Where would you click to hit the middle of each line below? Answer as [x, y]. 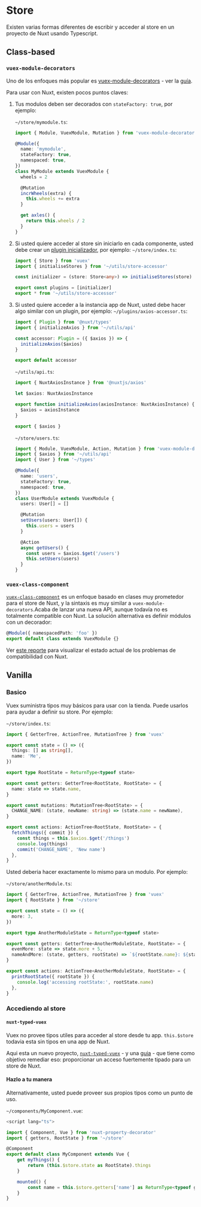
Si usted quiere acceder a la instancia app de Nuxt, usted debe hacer [100, 305]
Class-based [31, 52]
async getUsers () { [45, 548]
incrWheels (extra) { [46, 193]
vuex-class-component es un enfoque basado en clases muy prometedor [95, 597]
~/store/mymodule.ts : [41, 122]
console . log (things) [42, 844]
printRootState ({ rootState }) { [53, 976]
